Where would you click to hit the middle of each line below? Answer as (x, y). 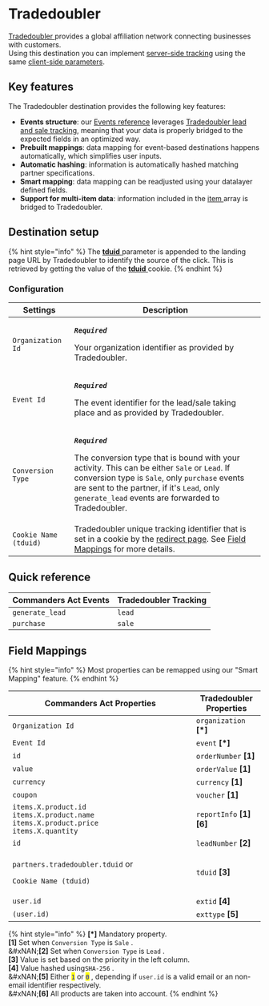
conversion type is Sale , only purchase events (159, 478)
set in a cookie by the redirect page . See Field (160, 539)
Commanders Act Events (61, 600)
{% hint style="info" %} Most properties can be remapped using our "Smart (133, 670)
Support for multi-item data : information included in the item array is (134, 198)
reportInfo (217, 815)
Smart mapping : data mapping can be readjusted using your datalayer (136, 181)
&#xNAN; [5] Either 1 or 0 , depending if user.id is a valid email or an (121, 977)
